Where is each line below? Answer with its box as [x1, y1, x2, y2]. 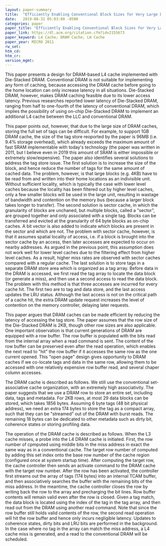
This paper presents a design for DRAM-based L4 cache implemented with [5, 71, 158, 77]
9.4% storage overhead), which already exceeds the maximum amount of [5, 139, 155, 145]
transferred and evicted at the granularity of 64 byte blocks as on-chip [5, 218, 149, 224]
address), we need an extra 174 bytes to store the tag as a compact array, [5, 406, 155, 412]
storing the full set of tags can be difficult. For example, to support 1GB [5, 128, 149, 134]
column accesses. [5, 370, 42, 376]
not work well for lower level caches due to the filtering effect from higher [5, 250, 155, 256]
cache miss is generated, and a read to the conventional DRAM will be [5, 531, 148, 537]
